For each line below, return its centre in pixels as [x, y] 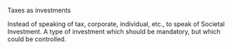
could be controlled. [37, 39]
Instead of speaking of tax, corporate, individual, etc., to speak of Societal [116, 24]
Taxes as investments [39, 10]
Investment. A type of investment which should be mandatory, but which [114, 32]
